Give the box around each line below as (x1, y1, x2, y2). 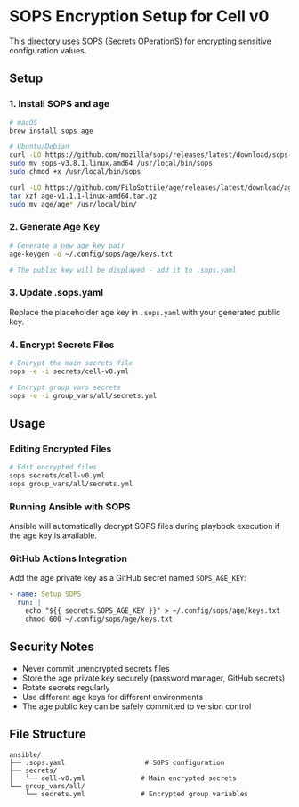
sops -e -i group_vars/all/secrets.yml (9, 391, 158, 400)
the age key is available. (9, 530, 98, 541)
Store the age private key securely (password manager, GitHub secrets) (21, 672, 286, 683)
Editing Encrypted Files (9, 443, 112, 455)
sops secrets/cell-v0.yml (9, 471, 105, 480)
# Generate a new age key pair (9, 240, 125, 250)
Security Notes (9, 640, 95, 655)
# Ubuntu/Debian (9, 143, 69, 151)
